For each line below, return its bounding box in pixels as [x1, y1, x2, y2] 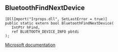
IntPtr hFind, [11, 25, 40, 30]
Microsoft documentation [5, 42, 56, 48]
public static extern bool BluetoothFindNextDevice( [5, 21, 114, 26]
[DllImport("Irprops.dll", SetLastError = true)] [5, 16, 108, 21]
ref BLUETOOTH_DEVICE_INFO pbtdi [11, 29, 79, 34]
